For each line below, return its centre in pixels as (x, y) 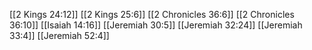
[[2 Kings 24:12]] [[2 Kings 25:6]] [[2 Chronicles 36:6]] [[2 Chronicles (152, 14)
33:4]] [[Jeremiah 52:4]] (59, 35)
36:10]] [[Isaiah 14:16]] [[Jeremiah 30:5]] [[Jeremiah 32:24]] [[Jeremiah (156, 25)
